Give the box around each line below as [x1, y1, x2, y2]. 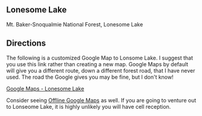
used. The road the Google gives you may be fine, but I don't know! [6, 73, 174, 81]
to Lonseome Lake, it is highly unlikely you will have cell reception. [6, 103, 171, 110]
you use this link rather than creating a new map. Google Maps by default [6, 60, 189, 68]
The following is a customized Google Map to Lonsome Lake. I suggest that [6, 54, 194, 61]
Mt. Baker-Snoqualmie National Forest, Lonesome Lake [6, 20, 144, 28]
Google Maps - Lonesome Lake [6, 85, 84, 92]
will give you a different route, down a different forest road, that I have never [6, 67, 195, 74]
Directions [6, 38, 46, 49]
